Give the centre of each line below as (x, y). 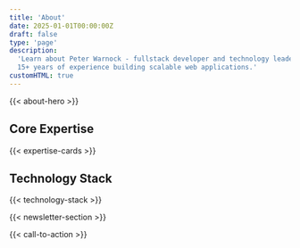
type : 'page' (33, 42)
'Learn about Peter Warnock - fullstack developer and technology (143, 59)
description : (33, 51)
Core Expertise (52, 129)
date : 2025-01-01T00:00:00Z (62, 26)
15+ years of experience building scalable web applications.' (137, 68)
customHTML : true (42, 76)
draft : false (33, 34)
